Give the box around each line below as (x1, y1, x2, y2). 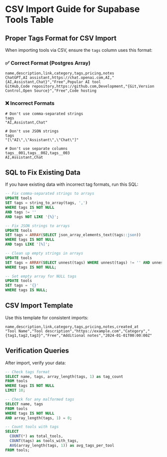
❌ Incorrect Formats (5, 100, 55, 107)
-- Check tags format (5, 369, 50, 374)
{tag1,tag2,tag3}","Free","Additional (5, 333, 85, 338)
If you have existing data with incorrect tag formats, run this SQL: (5, 181, 139, 187)
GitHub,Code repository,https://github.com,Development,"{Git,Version (5, 84, 155, 89)
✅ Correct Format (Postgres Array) (5, 59, 91, 66)
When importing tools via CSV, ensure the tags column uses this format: (5, 47, 153, 53)
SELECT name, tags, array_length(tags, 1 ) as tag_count (5, 374, 123, 379)
